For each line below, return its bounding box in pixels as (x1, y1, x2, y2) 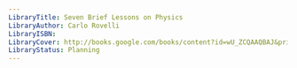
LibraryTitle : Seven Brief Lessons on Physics (8, 12, 184, 22)
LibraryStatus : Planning (8, 46, 100, 55)
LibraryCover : (8, 37, 61, 47)
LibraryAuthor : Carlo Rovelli (8, 21, 121, 30)
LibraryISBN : (8, 29, 57, 38)
